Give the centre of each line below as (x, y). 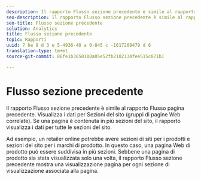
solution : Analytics (32, 28)
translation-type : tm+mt (37, 51)
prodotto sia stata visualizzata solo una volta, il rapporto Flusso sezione (94, 158)
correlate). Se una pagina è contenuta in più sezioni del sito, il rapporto (93, 121)
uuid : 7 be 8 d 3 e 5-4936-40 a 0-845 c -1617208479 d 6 (79, 46)
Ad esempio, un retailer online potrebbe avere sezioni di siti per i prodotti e (98, 139)
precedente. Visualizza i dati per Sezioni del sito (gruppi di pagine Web (93, 114)
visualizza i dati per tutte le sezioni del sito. (59, 127)
